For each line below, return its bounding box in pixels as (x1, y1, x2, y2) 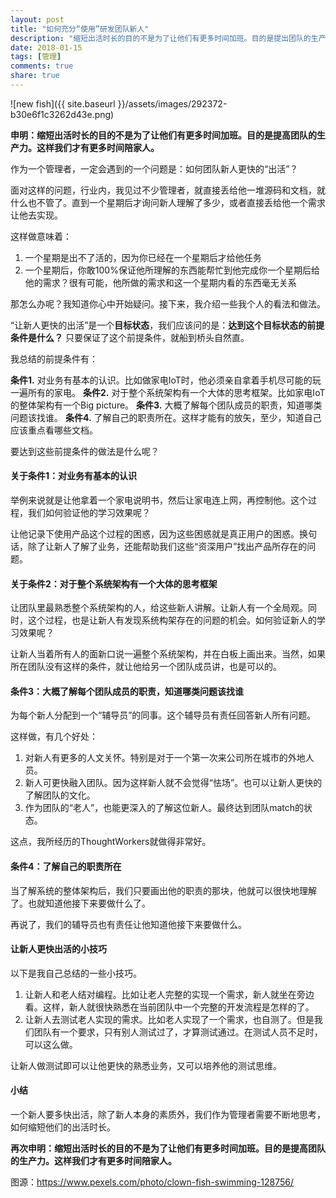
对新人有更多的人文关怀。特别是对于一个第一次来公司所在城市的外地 (24, 752, 306, 764)
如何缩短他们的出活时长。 (10, 1121, 116, 1133)
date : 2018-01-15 (10, 42, 83, 53)
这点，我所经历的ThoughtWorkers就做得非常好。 (10, 836, 212, 848)
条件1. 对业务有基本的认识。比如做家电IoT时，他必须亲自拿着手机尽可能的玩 (10, 374, 322, 386)
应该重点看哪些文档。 (10, 424, 98, 436)
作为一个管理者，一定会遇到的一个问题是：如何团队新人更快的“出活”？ (10, 162, 299, 175)
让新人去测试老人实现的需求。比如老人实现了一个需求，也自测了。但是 (24, 1013, 315, 1025)
